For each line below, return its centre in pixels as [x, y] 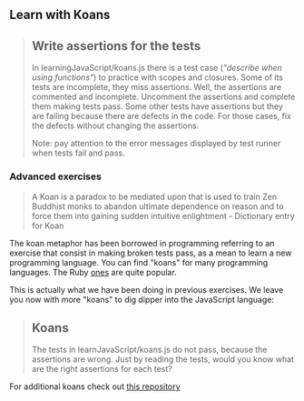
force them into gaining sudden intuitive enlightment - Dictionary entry [163, 216]
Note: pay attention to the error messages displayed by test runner [156, 144]
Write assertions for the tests [116, 46]
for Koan [48, 226]
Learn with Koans [60, 15]
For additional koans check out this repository [95, 386]
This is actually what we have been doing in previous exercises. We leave [147, 289]
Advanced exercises [55, 176]
